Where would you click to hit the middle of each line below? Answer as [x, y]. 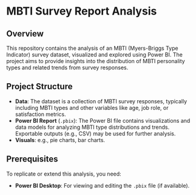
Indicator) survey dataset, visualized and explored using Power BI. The [95, 55]
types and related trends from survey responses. [67, 67]
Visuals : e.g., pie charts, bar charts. [60, 140]
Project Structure [39, 87]
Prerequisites [32, 159]
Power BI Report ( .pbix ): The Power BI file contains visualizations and [103, 120]
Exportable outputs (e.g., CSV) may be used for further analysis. [95, 133]
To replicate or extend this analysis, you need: [64, 174]
